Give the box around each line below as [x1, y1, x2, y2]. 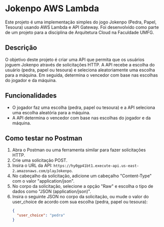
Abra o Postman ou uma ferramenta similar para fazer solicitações [12, 147, 146, 153]
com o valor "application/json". [12, 178, 75, 184]
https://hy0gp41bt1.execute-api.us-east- [53, 164, 140, 168]
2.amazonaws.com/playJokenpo [12, 169, 72, 174]
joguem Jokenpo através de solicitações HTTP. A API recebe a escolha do [5, 62, 155, 67]
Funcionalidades [5, 91, 57, 100]
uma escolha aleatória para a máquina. [12, 109, 91, 115]
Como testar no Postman [5, 134, 82, 142]
